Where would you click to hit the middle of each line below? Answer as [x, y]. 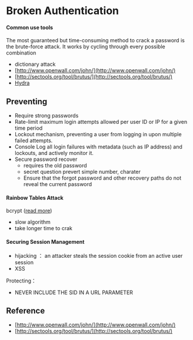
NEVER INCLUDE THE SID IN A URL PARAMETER [74, 292]
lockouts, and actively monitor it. [54, 153]
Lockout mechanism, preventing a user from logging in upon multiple [98, 134]
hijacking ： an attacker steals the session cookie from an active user [99, 255]
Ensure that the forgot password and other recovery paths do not [102, 178]
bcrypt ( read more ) [29, 211]
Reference [26, 311]
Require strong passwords [46, 116]
